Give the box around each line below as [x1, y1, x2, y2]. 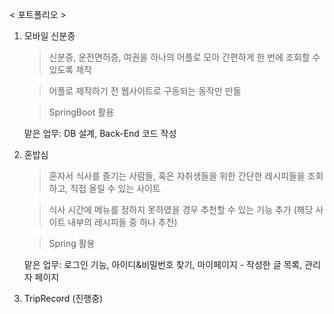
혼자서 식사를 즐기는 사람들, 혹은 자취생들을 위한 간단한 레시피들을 [48, 170, 306, 182]
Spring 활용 [48, 238, 96, 249]
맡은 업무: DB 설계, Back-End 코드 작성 [23, 128, 177, 139]
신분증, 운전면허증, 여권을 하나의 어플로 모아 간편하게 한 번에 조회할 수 [48, 51, 321, 63]
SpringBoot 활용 [48, 106, 115, 118]
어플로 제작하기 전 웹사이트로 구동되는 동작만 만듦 [48, 85, 242, 97]
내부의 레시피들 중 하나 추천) [67, 216, 178, 228]
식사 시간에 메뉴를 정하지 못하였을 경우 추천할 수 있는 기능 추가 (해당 [48, 204, 314, 215]
